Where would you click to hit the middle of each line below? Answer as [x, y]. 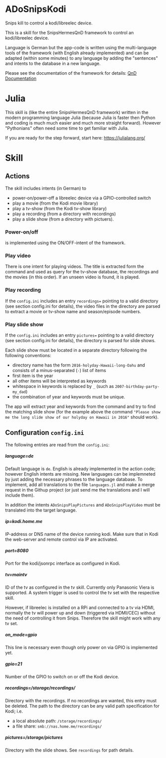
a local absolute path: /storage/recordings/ [57, 721]
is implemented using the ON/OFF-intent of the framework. [65, 243]
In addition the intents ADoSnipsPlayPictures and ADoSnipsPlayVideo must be [83, 505]
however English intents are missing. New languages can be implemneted [80, 474]
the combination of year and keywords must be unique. [69, 397]
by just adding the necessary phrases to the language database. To [74, 479]
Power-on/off [22, 232]
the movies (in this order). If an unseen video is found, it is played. [73, 277]
